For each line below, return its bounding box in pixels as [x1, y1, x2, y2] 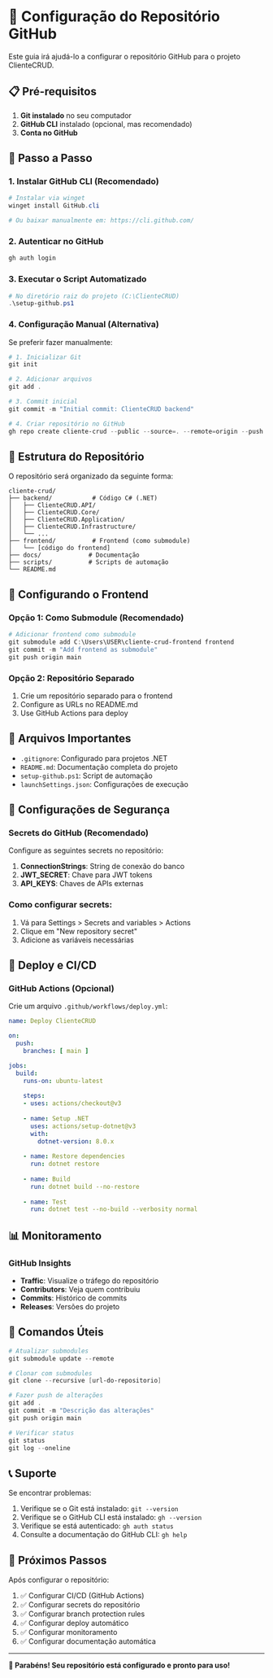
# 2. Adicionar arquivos [8, 375, 93, 383]
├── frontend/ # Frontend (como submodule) [8, 537, 191, 545]
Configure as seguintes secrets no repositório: [8, 846, 164, 855]
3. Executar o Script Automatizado [8, 273, 147, 285]
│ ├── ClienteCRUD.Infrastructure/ [8, 522, 136, 531]
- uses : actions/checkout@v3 [23, 1099, 122, 1108]
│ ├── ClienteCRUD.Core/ [8, 509, 100, 517]
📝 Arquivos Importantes [8, 732, 132, 745]
